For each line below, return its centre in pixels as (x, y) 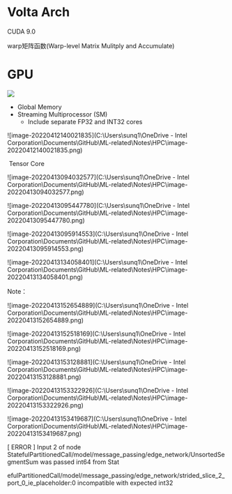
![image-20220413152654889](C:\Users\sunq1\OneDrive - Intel (98, 305)
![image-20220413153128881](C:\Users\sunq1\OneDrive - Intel (96, 362)
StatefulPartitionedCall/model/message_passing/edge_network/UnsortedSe (116, 454)
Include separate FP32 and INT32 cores (85, 121)
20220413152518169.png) (44, 348)
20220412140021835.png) (45, 150)
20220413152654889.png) (46, 320)
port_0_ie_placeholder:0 (42, 483)
